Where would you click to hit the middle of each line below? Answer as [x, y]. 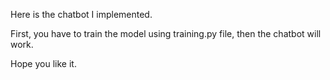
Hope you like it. [43, 63]
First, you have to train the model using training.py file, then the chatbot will [166, 33]
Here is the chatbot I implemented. [81, 14]
